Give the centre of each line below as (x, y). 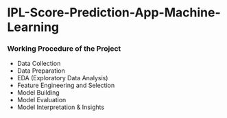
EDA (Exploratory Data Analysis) (62, 78)
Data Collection (39, 64)
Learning (33, 27)
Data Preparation (41, 71)
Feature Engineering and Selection (66, 85)
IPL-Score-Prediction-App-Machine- (114, 13)
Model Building (38, 93)
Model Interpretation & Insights (61, 107)
